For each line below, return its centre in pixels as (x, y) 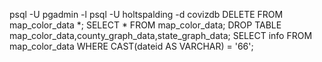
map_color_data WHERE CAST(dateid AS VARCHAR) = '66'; (131, 46)
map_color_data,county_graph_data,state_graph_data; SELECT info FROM (161, 35)
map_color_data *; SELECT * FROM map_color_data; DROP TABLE (145, 25)
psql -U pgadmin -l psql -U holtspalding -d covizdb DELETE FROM (146, 14)
